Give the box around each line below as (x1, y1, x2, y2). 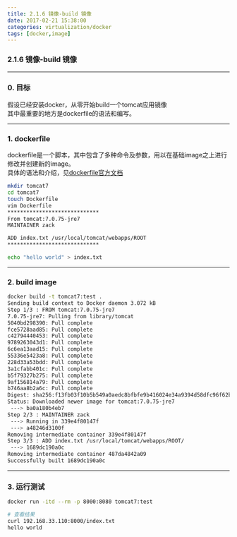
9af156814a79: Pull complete (7, 378, 93, 385)
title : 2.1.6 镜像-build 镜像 (7, 10, 92, 18)
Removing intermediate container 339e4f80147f (7, 431, 147, 438)
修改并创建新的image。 (7, 159, 75, 168)
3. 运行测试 (7, 481, 45, 491)
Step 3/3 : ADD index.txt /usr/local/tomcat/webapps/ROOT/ (7, 438, 185, 445)
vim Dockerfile (7, 202, 52, 209)
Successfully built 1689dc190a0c (7, 457, 106, 464)
